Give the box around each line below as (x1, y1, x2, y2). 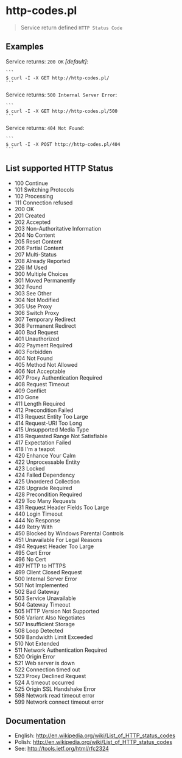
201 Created (14, 212, 46, 219)
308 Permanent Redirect (14, 322, 77, 330)
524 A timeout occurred (14, 679, 75, 686)
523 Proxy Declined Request (14, 672, 86, 679)
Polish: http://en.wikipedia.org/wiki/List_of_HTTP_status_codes (14, 738, 173, 746)
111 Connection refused (14, 199, 73, 206)
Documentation (5, 715, 66, 726)
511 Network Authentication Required (14, 646, 108, 654)
